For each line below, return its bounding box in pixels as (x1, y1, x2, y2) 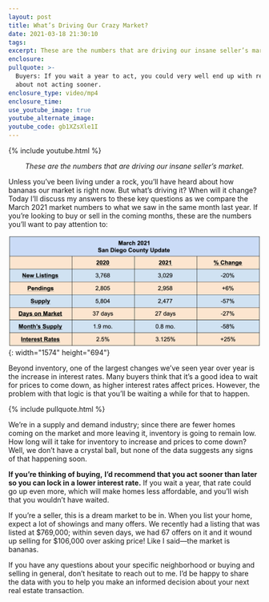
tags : (8, 38, 26, 46)
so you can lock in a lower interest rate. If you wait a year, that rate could (8, 478, 251, 487)
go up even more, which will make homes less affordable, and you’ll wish (8, 486, 249, 496)
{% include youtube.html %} (8, 146, 102, 156)
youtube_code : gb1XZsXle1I (8, 123, 98, 131)
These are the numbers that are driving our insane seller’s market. (25, 161, 244, 171)
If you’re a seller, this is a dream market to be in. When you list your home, (8, 510, 253, 520)
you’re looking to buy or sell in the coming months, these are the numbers (8, 211, 252, 220)
